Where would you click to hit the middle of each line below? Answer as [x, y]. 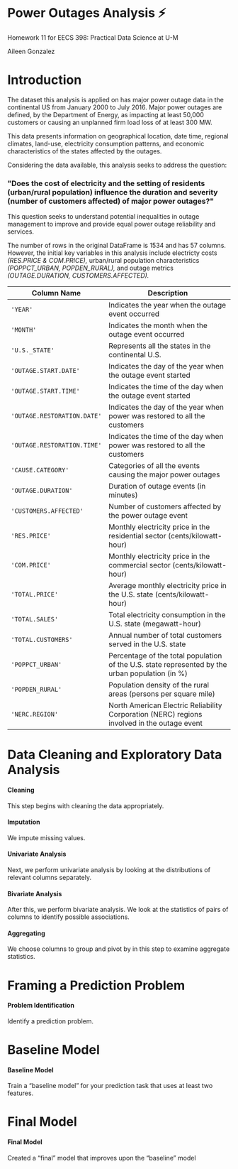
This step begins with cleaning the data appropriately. [86, 805]
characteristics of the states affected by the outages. [85, 151]
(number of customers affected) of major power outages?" [111, 201]
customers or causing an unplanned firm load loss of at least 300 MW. [110, 122]
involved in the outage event [156, 723]
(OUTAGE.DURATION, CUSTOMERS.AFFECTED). [78, 276]
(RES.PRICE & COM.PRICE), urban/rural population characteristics [103, 261]
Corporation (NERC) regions [155, 714]
